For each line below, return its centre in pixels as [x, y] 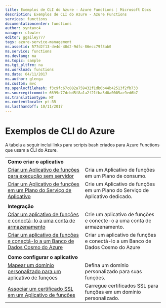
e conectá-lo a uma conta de [41, 220]
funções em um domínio [113, 292]
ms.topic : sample [23, 61]
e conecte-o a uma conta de [118, 220]
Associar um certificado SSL [41, 289]
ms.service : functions [28, 51]
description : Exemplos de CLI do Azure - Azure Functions [66, 14]
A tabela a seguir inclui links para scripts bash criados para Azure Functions [82, 145]
